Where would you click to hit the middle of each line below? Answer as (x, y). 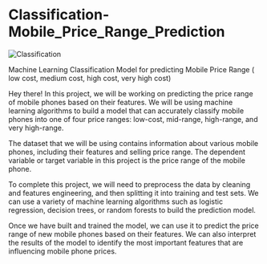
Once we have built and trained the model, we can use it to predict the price (133, 225)
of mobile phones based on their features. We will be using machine (121, 102)
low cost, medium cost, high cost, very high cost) (90, 78)
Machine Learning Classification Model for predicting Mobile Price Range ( (131, 69)
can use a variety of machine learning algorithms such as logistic (115, 201)
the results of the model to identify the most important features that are (126, 242)
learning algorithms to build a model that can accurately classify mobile (126, 111)
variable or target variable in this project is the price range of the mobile (127, 160)
